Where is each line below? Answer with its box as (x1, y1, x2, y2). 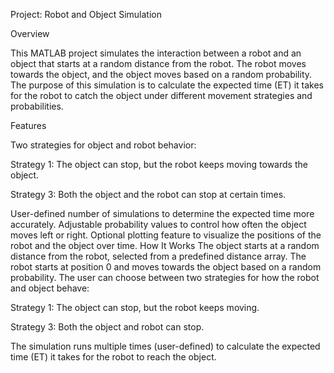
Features (10, 120, 47, 131)
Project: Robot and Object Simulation (10, 9, 162, 20)
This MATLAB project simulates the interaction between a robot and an (10, 47, 302, 59)
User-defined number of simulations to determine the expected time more (10, 208, 315, 219)
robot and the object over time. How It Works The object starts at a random (10, 240, 320, 251)
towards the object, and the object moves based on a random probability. (10, 69, 313, 80)
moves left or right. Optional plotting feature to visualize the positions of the (10, 229, 322, 241)
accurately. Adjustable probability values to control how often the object (10, 219, 307, 230)
